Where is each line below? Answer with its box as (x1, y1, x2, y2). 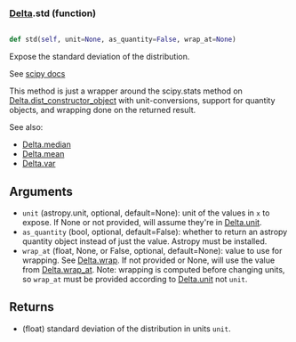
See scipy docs (9, 69, 66, 79)
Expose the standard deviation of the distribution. (9, 52, 190, 62)
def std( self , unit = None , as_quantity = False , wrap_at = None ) (9, 35, 237, 45)
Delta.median (21, 139, 71, 150)
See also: (9, 122, 44, 133)
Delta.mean (21, 149, 65, 159)
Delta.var (21, 159, 56, 169)
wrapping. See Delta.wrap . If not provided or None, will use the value (21, 255, 276, 265)
